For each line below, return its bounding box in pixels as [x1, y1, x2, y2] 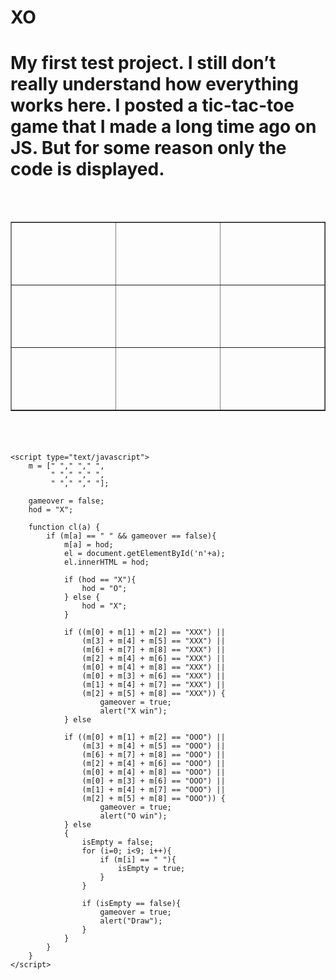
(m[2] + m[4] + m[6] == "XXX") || [81, 653, 226, 663]
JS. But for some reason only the [10, 137, 287, 160]
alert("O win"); [99, 811, 168, 821]
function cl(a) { [28, 522, 101, 532]
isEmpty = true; [117, 863, 186, 873]
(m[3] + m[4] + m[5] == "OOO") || [81, 741, 226, 751]
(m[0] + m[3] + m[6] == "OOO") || [81, 776, 226, 786]
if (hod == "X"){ [63, 574, 137, 585]
